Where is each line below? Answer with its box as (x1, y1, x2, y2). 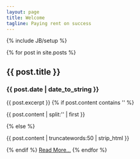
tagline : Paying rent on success (6, 20, 92, 26)
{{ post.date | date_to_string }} (6, 85, 100, 94)
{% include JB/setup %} (6, 37, 67, 45)
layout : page (6, 9, 40, 15)
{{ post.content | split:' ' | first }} (6, 111, 86, 118)
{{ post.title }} (6, 67, 61, 77)
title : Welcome (6, 15, 45, 21)
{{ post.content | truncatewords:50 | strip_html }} (6, 135, 130, 142)
